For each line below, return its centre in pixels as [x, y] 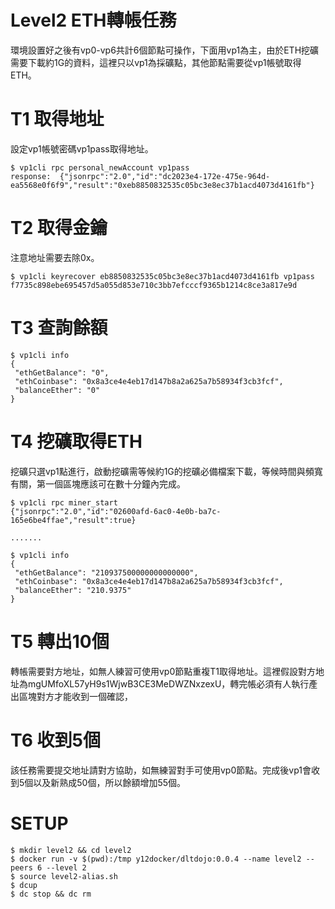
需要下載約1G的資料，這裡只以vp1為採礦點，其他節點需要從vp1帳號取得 [156, 62]
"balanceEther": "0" [57, 390]
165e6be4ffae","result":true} [73, 520]
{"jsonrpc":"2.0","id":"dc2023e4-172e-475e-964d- [165, 176]
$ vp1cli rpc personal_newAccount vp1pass [100, 167]
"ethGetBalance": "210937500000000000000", [106, 572]
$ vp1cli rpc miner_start [64, 502]
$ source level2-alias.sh [64, 876]
